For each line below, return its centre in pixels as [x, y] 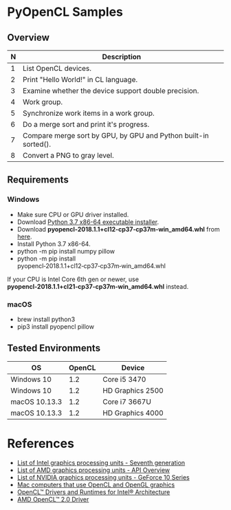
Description [122, 57]
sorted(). [37, 144]
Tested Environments [54, 348]
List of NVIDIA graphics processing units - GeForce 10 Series [103, 477]
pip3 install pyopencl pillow [56, 326]
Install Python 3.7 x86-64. [54, 244]
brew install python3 [46, 319]
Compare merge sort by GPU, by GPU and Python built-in [116, 135]
